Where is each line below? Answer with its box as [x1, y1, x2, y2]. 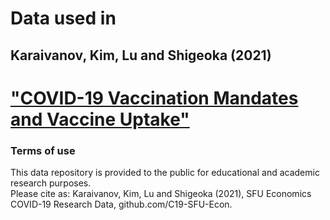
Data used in [10, 7, 117, 30]
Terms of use [10, 143, 76, 157]
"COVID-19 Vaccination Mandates [10, 87, 299, 109]
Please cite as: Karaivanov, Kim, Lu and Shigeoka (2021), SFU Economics [10, 188, 312, 200]
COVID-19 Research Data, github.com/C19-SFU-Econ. [10, 198, 233, 211]
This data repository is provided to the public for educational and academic [10, 167, 320, 179]
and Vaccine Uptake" [10, 108, 190, 131]
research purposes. [10, 177, 92, 189]
